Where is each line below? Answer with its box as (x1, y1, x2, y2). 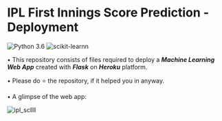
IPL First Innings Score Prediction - (7, 5, 210, 21)
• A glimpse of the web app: (7, 92, 87, 100)
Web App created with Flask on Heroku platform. (7, 63, 148, 71)
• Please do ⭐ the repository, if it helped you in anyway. (7, 76, 165, 85)
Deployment (7, 19, 79, 35)
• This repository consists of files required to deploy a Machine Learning (7, 55, 215, 63)
